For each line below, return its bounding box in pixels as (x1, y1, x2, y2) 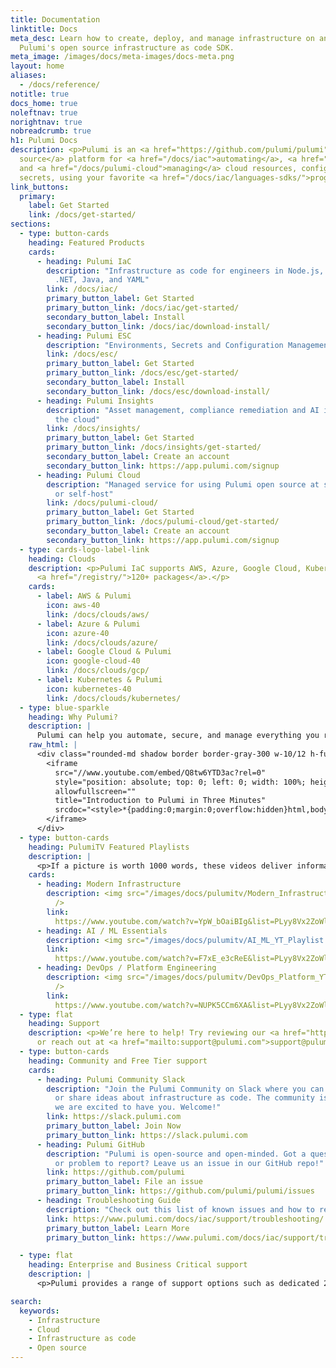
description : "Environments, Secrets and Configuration (46, 340, 284, 350)
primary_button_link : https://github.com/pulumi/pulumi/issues (46, 1186, 315, 1196)
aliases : (10, 71, 47, 81)
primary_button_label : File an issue (46, 1177, 203, 1187)
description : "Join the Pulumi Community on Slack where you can (46, 1084, 325, 1094)
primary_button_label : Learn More (46, 1223, 190, 1233)
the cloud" (54, 414, 101, 425)
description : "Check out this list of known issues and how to (46, 1204, 315, 1215)
